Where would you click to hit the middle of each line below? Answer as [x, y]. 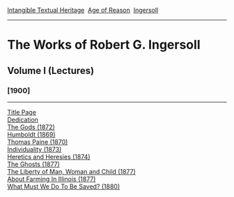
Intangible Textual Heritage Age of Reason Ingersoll [83, 10]
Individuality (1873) [34, 149]
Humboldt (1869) [31, 134]
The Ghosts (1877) [34, 164]
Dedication [23, 119]
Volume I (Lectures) [51, 70]
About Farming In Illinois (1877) [52, 179]
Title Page [22, 112]
